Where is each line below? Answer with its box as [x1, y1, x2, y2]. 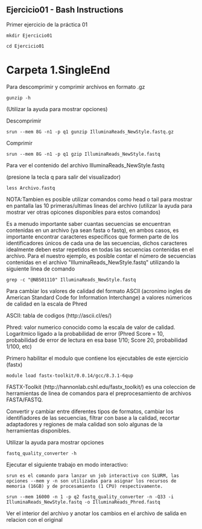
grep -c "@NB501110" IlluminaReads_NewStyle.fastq [6, 277, 136, 283]
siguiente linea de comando [6, 265, 75, 272]
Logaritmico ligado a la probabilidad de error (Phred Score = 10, [6, 330, 165, 337]
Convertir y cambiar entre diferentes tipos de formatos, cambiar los [6, 408, 174, 415]
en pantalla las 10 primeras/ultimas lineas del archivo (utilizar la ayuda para [6, 202, 193, 209]
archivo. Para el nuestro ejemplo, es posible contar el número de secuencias [6, 252, 197, 259]
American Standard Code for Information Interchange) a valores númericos [6, 293, 192, 301]
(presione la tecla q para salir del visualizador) [6, 173, 121, 181]
